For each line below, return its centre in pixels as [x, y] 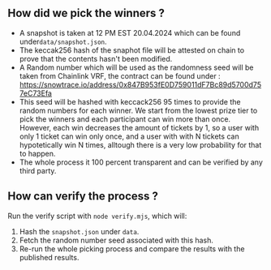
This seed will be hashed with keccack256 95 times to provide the [130, 101]
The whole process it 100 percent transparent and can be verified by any [141, 162]
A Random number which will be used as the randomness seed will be [136, 67]
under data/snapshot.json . [63, 41]
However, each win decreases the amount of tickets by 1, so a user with [139, 127]
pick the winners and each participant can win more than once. [125, 119]
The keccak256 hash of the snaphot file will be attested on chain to [132, 50]
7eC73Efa [35, 93]
